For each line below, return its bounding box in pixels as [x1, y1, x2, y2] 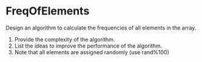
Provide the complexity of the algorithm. [14, 36, 115, 43]
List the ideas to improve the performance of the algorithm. [14, 42, 163, 49]
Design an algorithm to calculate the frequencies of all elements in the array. [5, 24, 197, 31]
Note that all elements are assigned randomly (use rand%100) [14, 48, 169, 55]
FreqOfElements [5, 4, 90, 18]
